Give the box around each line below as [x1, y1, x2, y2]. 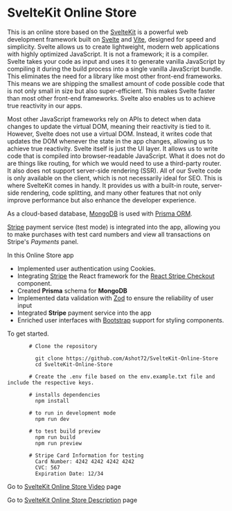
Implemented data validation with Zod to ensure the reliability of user [17, 293, 214, 302]
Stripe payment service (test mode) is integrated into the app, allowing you [7, 223, 220, 231]
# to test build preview [28, 428, 100, 435]
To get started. [7, 329, 50, 338]
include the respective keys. [7, 379, 95, 386]
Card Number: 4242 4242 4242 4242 [35, 458, 135, 465]
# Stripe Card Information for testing [28, 452, 144, 459]
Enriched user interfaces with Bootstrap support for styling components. [17, 315, 224, 324]
